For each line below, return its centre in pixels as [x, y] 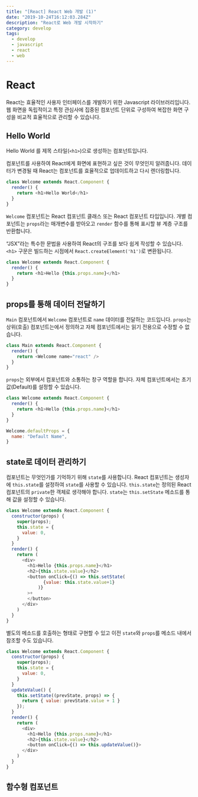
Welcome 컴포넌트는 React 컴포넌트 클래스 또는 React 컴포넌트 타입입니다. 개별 [96, 216]
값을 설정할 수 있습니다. [39, 499]
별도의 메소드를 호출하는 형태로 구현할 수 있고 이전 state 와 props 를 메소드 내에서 [99, 633]
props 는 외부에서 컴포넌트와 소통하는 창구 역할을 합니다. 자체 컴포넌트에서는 [93, 380]
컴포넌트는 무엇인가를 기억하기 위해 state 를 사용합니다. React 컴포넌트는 [90, 477]
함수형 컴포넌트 [32, 787]
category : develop [29, 28]
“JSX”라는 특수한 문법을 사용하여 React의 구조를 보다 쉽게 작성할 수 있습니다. [95, 243]
